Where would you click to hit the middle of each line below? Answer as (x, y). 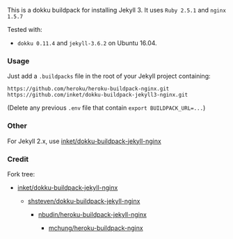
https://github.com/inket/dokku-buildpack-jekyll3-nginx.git (98, 95)
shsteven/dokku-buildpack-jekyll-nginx (84, 201)
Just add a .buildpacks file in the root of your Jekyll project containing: (109, 76)
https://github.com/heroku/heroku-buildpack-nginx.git (88, 89)
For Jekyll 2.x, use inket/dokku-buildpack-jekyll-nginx (84, 141)
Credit (18, 159)
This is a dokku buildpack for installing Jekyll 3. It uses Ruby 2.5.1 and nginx (116, 10)
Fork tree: (21, 174)
